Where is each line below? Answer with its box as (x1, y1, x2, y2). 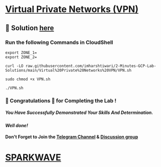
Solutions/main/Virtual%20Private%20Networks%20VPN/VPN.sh (5, 68, 132, 73)
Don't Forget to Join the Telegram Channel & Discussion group (5, 134, 138, 140)
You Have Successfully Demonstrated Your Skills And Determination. (5, 109, 153, 116)
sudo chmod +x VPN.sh (5, 77, 51, 82)
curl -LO (5, 63, 24, 69)
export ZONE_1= (5, 50, 37, 55)
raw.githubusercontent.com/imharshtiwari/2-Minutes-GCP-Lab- (25, 63, 156, 69)
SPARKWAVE (5, 151, 61, 163)
